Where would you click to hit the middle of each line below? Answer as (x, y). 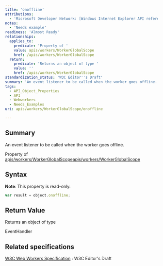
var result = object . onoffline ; (38, 195)
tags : (10, 86)
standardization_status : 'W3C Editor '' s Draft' (54, 77)
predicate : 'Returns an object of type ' (56, 64)
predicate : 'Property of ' (41, 46)
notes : (12, 23)
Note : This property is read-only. (38, 186)
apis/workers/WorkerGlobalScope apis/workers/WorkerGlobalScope (73, 159)
